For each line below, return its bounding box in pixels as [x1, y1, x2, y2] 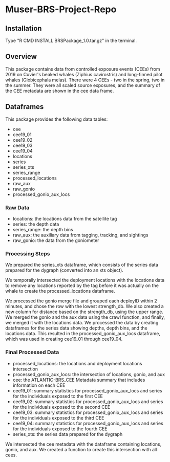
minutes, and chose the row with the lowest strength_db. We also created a [5, 303, 164, 310]
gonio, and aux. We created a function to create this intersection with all [5, 446, 157, 452]
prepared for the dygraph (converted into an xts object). [5, 267, 124, 273]
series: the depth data [12, 221, 59, 227]
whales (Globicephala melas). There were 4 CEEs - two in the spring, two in [5, 77, 165, 83]
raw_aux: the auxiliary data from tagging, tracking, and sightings [12, 232, 148, 238]
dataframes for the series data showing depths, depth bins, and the [5, 325, 147, 331]
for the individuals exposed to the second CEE [12, 404, 111, 410]
